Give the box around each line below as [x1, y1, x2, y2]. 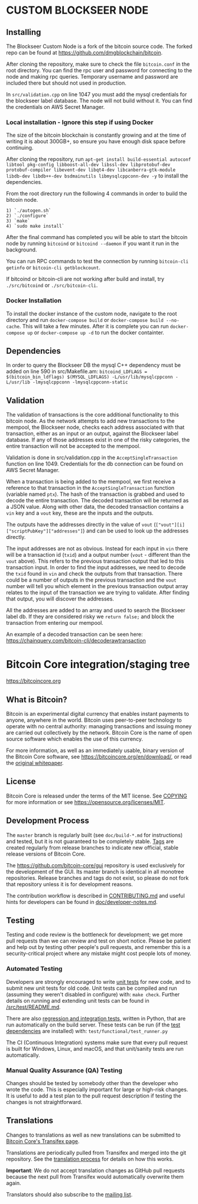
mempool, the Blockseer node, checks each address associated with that [6, 424, 185, 431]
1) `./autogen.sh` [6, 208, 51, 214]
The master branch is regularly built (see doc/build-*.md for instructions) [6, 831, 183, 838]
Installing [6, 27, 41, 37]
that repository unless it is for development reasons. [6, 880, 133, 887]
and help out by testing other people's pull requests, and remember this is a [6, 944, 190, 951]
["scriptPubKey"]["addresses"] [6, 528, 83, 534]
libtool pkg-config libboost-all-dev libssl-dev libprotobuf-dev [6, 162, 170, 168]
